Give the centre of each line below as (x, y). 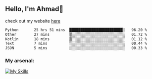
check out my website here (33, 21)
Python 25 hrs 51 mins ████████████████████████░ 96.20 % (76, 30)
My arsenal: (20, 61)
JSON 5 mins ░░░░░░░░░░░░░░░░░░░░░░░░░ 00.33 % (76, 48)
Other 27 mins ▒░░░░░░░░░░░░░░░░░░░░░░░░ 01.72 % (76, 34)
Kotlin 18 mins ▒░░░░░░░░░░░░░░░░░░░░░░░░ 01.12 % (76, 39)
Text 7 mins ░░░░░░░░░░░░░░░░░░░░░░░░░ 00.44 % (76, 44)
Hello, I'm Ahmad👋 (34, 9)
